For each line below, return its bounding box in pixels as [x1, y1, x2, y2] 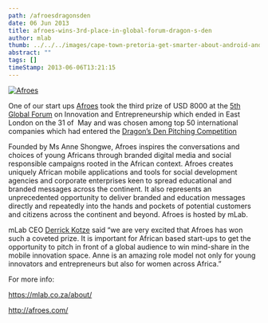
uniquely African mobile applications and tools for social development [8, 167, 238, 176]
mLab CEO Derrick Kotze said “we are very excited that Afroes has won [8, 225, 243, 234]
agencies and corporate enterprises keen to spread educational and [8, 175, 232, 185]
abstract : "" [8, 49, 52, 57]
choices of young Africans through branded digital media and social [8, 150, 231, 160]
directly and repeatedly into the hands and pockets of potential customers [8, 201, 251, 211]
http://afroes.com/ [8, 305, 69, 315]
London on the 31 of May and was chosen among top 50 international [8, 117, 238, 128]
